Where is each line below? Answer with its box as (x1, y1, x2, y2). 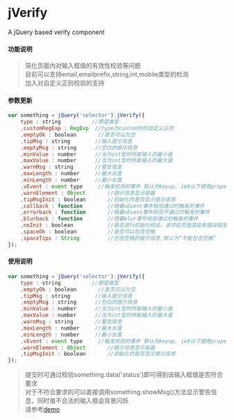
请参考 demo (24, 405, 60, 414)
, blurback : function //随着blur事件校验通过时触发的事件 (20, 216, 199, 223)
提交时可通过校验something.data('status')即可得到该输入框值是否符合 (24, 371, 223, 379)
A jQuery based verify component (8, 28, 105, 36)
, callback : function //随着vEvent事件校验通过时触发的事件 (20, 202, 205, 209)
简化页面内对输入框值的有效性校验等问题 (24, 61, 141, 70)
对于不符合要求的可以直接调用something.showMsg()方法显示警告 (24, 388, 211, 396)
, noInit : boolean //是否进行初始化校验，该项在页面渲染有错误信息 (20, 222, 228, 229)
